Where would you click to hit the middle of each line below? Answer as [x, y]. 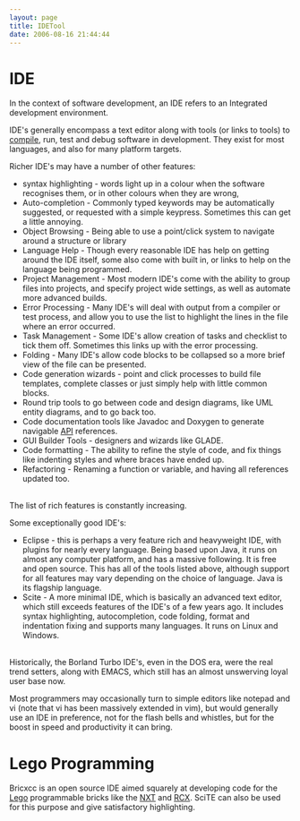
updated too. [46, 479]
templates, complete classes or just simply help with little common [145, 384]
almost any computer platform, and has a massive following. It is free [150, 560]
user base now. [37, 681]
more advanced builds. [64, 298]
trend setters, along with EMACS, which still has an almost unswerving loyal [149, 671]
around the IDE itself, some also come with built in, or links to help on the [156, 260]
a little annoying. [52, 222]
